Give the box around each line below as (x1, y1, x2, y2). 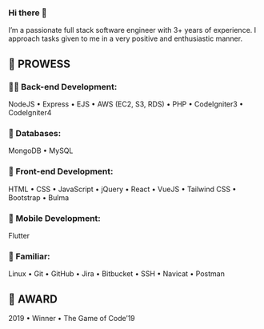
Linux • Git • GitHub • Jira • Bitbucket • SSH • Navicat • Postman (8, 269, 226, 279)
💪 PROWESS (8, 57, 70, 70)
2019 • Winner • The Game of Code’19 (8, 313, 136, 323)
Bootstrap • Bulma (8, 192, 70, 203)
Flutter (8, 231, 30, 240)
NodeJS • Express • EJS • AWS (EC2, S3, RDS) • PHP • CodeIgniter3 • (8, 99, 244, 109)
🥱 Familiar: (8, 251, 50, 262)
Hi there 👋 (8, 7, 48, 18)
